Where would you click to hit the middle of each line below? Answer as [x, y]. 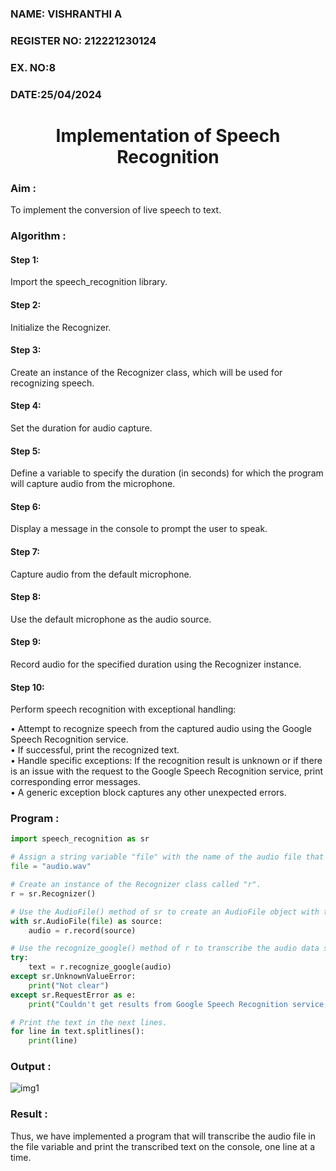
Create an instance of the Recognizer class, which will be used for [146, 372]
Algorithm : [38, 236]
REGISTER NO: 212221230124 [83, 40]
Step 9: [26, 642]
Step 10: [27, 687]
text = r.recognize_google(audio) [100, 967]
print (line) [53, 1041]
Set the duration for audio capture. [81, 428]
